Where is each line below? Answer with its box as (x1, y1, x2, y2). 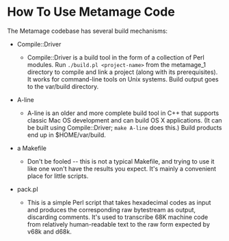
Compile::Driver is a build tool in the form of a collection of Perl (27, 53, 205, 62)
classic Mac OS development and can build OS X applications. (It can (27, 116, 222, 124)
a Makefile (16, 144, 46, 152)
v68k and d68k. (27, 227, 72, 236)
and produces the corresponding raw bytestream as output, (27, 205, 196, 214)
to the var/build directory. (27, 82, 99, 90)
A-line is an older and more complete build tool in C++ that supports (27, 109, 219, 117)
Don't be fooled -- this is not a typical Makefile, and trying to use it (27, 157, 215, 165)
